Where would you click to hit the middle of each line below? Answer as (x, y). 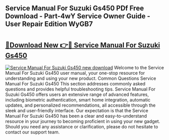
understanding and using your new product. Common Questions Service (81, 78)
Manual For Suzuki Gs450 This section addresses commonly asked (75, 84)
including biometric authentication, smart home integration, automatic (78, 100)
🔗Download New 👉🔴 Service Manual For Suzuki (83, 45)
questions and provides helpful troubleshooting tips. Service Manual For (80, 89)
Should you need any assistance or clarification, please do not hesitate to (82, 127)
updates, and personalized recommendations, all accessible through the (80, 105)
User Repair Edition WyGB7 (49, 24)
